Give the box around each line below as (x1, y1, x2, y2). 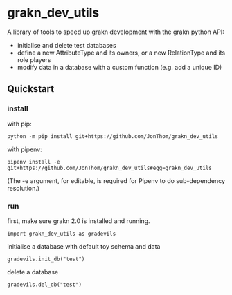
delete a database (7, 267, 59, 276)
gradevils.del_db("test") (7, 281, 82, 288)
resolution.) (7, 184, 40, 192)
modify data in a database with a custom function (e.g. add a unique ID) (17, 63, 222, 71)
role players (17, 55, 51, 64)
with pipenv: (7, 145, 43, 153)
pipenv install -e (7, 158, 60, 165)
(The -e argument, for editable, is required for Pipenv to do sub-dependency (7, 176, 226, 184)
